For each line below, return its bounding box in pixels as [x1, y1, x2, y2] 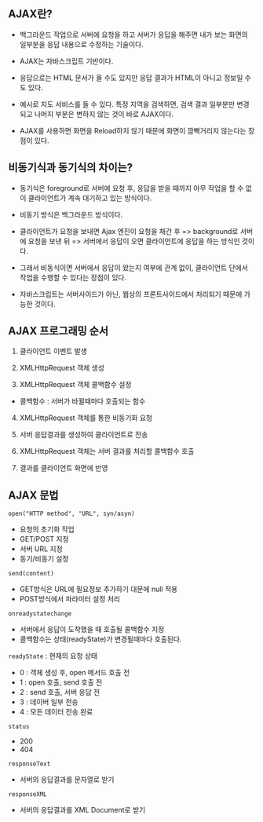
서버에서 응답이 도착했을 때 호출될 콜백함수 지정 [19, 625, 165, 634]
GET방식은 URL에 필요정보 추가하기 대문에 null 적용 [19, 584, 178, 594]
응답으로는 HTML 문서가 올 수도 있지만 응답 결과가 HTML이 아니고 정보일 [19, 73, 243, 82]
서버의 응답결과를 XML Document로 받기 [19, 806, 146, 815]
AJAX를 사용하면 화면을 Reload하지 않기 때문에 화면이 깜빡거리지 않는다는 [19, 126, 247, 135]
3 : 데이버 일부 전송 [19, 697, 79, 707]
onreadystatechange [8, 610, 72, 618]
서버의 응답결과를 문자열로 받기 [19, 775, 115, 784]
